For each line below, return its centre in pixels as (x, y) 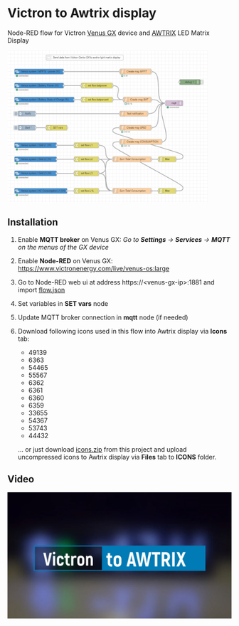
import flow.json (41, 290)
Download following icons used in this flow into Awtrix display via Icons (122, 331)
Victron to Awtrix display (82, 13)
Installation (33, 222)
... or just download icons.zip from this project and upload (102, 449)
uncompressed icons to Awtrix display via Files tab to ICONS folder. (117, 457)
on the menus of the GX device (63, 247)
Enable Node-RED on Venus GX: (65, 260)
